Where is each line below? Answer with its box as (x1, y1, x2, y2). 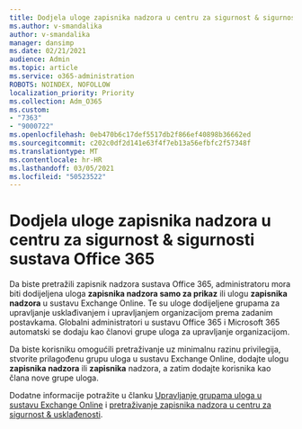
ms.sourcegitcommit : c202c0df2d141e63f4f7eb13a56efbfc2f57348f (9, 139, 252, 147)
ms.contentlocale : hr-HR (9, 155, 102, 165)
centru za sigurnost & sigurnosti (9, 230, 254, 250)
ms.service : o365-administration (9, 72, 135, 81)
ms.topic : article (9, 64, 78, 73)
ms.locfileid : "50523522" (9, 172, 106, 181)
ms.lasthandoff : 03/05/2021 (9, 164, 115, 173)
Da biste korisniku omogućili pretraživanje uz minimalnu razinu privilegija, (9, 344, 281, 355)
